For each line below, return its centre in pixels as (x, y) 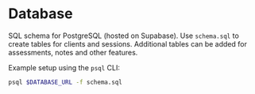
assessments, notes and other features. (73, 52)
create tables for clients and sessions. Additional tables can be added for (128, 43)
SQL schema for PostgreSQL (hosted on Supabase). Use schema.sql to (124, 36)
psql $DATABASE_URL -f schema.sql (66, 82)
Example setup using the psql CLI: (64, 67)
